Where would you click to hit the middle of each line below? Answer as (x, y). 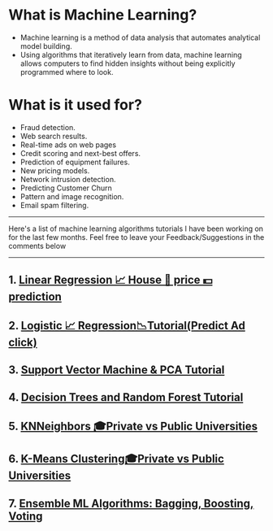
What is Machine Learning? (103, 15)
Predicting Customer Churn (66, 188)
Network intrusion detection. (68, 179)
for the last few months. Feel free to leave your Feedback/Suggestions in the (136, 237)
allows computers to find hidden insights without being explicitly (128, 63)
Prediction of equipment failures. (75, 162)
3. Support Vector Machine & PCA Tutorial (117, 370)
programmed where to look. (67, 72)
